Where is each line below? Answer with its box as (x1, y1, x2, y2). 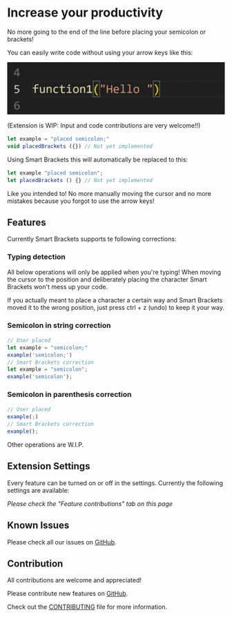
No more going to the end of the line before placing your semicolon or (7, 28, 206, 36)
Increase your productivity (7, 5, 164, 21)
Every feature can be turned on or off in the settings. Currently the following (7, 478, 223, 487)
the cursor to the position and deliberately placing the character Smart (7, 275, 207, 284)
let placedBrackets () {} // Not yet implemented (7, 177, 153, 184)
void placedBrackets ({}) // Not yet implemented (7, 143, 153, 150)
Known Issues (7, 520, 70, 531)
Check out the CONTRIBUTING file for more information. (7, 603, 168, 611)
